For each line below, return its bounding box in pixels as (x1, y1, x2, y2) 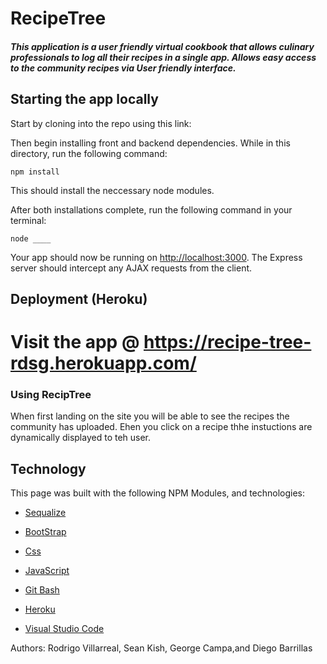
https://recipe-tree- (143, 331, 312, 354)
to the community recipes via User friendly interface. (10, 62, 237, 74)
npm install (10, 167, 60, 177)
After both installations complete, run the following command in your (10, 203, 293, 216)
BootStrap (24, 526, 67, 538)
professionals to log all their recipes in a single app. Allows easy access (10, 51, 317, 63)
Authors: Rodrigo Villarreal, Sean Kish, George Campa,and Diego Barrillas (10, 642, 313, 654)
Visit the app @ (10, 331, 140, 354)
